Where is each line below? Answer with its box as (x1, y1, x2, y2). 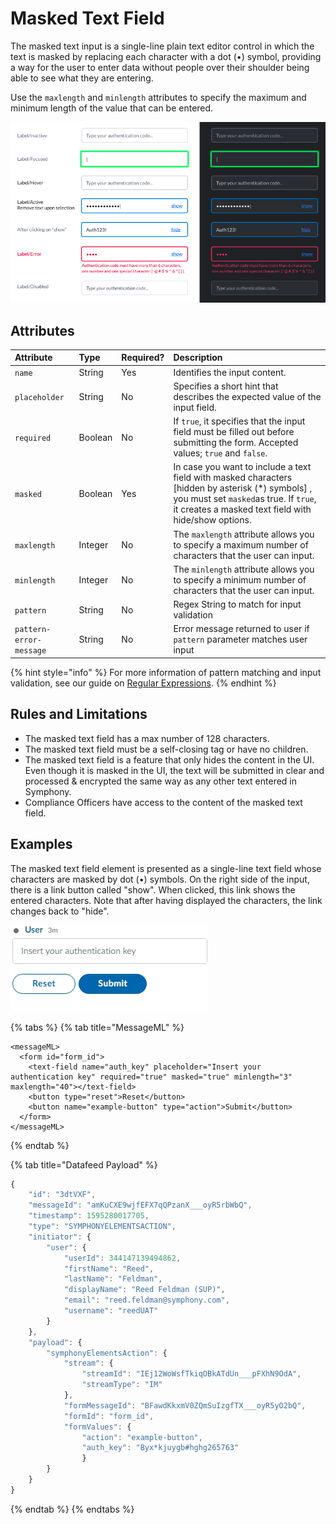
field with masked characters (173, 472, 293, 484)
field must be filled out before (173, 426, 295, 438)
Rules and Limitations (10, 706, 148, 723)
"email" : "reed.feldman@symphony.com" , (63, 1295, 230, 1306)
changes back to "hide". (10, 905, 110, 917)
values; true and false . (173, 447, 268, 459)
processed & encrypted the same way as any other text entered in (24, 775, 298, 787)
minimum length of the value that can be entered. (10, 102, 214, 114)
